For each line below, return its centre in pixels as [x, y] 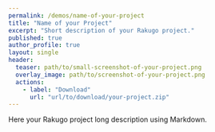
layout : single [34, 52]
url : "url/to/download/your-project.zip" [100, 97]
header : [21, 60]
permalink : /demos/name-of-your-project [77, 16]
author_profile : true [44, 45]
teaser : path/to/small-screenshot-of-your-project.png [109, 68]
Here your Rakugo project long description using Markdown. [108, 119]
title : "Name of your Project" [60, 23]
